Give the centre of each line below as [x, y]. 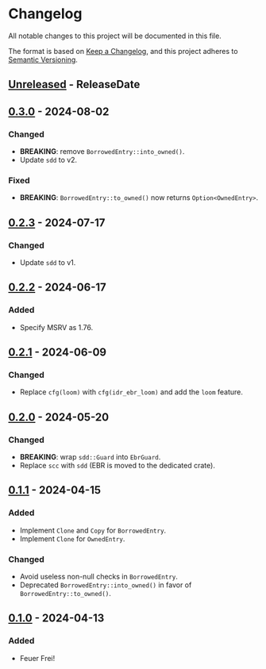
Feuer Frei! [37, 658]
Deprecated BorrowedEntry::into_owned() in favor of [106, 585]
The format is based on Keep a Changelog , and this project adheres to [123, 51]
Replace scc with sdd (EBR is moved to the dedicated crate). [118, 466]
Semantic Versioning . [43, 60]
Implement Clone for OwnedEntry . [72, 538]
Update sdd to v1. [48, 262]
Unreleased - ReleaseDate [74, 85]
